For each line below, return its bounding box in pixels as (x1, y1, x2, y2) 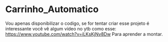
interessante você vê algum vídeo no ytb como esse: (5, 25, 116, 31)
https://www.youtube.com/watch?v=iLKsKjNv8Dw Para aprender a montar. (5, 31, 163, 37)
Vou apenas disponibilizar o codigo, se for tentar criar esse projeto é (5, 20, 150, 26)
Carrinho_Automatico (5, 4, 99, 15)
